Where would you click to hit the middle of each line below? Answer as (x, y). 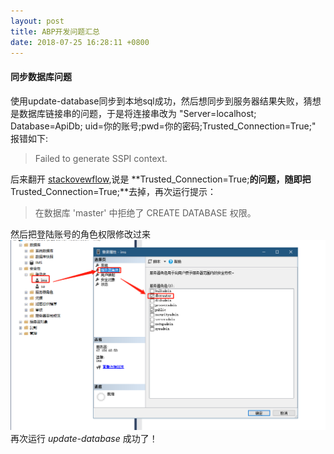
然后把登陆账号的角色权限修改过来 (80, 234)
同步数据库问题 (41, 76)
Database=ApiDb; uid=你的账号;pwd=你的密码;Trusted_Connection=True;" (163, 126)
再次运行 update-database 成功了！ (84, 439)
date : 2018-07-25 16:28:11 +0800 (80, 42)
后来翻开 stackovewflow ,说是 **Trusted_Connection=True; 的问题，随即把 (161, 179)
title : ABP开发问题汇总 (55, 31)
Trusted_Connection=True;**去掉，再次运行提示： (113, 191)
